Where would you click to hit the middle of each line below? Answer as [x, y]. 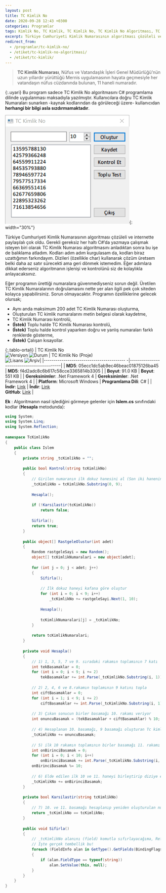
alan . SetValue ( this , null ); [78, 865]
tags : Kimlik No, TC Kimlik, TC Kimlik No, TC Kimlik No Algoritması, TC [83, 31]
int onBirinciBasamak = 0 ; [59, 750]
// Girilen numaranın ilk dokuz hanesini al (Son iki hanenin [97, 479]
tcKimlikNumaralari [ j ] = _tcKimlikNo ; [80, 620]
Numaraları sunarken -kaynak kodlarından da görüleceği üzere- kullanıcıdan [83, 103]
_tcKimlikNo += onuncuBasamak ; [64, 735]
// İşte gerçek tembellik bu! [62, 844]
